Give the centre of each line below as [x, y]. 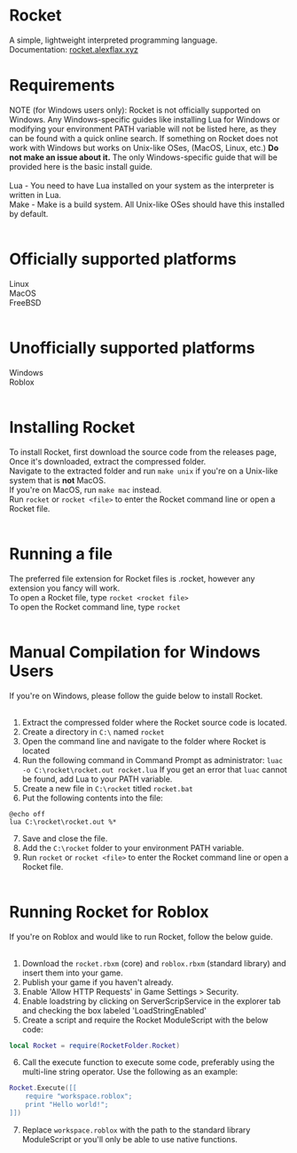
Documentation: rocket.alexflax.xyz [74, 49]
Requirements [62, 86]
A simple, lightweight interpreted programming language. [113, 40]
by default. [29, 213]
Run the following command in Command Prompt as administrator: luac [152, 759]
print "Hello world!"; [67, 1105]
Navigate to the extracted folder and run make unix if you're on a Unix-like [144, 471]
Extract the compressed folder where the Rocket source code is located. [154, 722]
